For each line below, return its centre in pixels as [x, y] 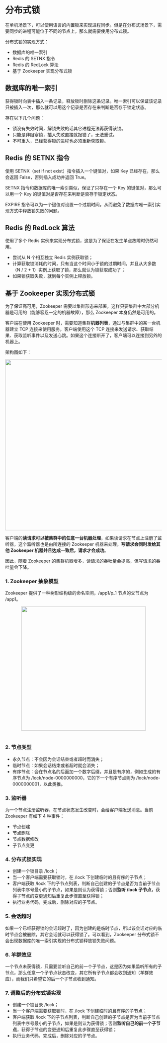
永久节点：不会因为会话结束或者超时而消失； [58, 759]
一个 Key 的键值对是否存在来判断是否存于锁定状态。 [67, 194]
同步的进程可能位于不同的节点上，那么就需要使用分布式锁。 [70, 31]
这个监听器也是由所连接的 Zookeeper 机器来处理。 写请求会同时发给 [87, 544]
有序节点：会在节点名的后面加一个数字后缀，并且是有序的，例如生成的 [84, 772]
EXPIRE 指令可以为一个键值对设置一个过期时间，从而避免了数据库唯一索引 [81, 204]
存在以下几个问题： [25, 118]
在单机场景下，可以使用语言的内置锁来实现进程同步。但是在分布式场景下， [81, 25]
